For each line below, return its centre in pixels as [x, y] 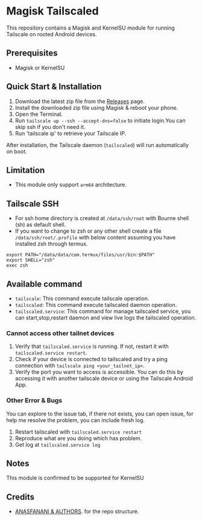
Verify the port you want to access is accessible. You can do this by [99, 372]
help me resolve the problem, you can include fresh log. [75, 420]
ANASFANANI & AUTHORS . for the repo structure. [77, 511]
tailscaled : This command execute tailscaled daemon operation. [96, 305]
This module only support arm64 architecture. [71, 185]
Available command [44, 284]
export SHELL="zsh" [31, 260]
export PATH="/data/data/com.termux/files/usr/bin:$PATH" [80, 255]
